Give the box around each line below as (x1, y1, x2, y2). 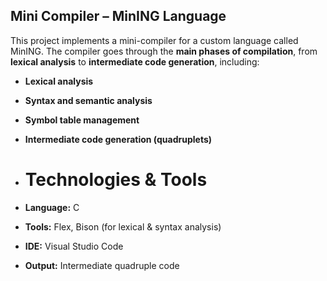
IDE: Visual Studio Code (24, 240, 124, 252)
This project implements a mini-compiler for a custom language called (10, 34, 299, 46)
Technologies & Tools (24, 169, 208, 191)
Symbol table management (24, 114, 140, 126)
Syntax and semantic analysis (24, 94, 153, 106)
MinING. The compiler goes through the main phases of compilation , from (10, 45, 318, 57)
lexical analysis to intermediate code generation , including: (10, 55, 260, 68)
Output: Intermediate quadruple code (24, 259, 180, 271)
